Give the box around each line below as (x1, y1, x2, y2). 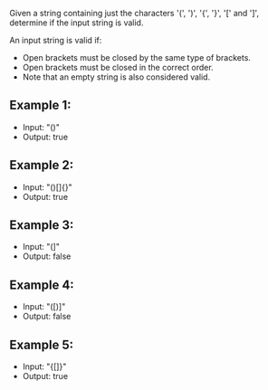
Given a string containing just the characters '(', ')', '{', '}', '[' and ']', (9, 8, 260, 18)
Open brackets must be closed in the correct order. (22, 62, 215, 72)
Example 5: (9, 337, 74, 352)
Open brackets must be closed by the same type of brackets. (22, 52, 252, 62)
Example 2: (9, 157, 74, 173)
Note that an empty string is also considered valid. (22, 71, 211, 82)
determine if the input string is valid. (9, 17, 144, 28)
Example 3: (9, 217, 74, 233)
